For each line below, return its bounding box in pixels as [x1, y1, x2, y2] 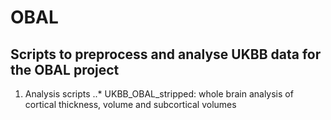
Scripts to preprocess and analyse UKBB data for [10, 46, 322, 63]
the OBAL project [10, 61, 120, 78]
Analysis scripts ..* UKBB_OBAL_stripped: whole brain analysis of [24, 88, 294, 100]
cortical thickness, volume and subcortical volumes [24, 99, 237, 110]
